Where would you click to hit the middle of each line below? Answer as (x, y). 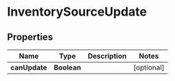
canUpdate (29, 67)
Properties (30, 37)
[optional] (149, 67)
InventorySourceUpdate (77, 12)
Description (107, 56)
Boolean (67, 67)
